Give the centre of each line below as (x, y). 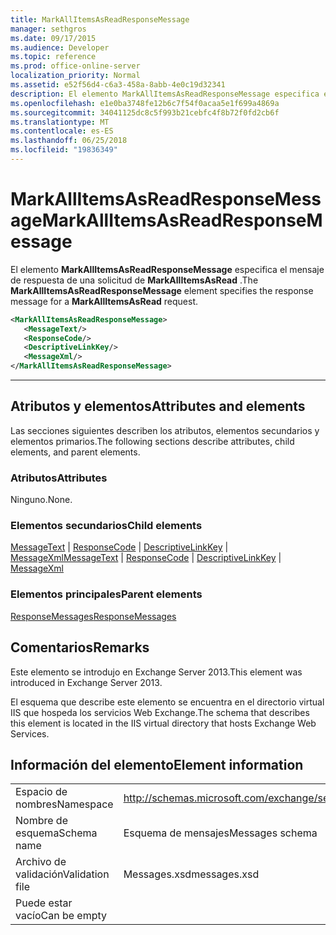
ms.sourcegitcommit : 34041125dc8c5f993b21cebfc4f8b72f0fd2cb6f (145, 112)
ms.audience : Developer (60, 47)
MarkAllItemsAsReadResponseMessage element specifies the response (162, 290)
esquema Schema (56, 833)
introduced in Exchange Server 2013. (86, 682)
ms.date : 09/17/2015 (53, 38)
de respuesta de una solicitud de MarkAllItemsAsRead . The (134, 280)
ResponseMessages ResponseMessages (93, 616)
